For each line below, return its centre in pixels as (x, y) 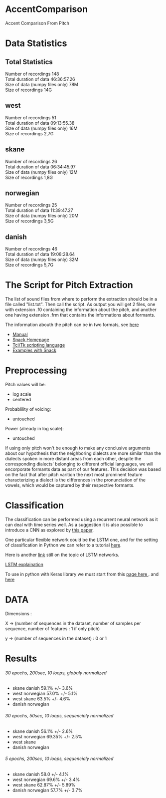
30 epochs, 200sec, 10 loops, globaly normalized (56, 673)
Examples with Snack (34, 350)
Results (21, 658)
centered (22, 400)
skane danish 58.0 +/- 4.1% (40, 774)
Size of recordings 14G (29, 90)
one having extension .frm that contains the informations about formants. (80, 315)
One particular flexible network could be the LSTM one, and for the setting (82, 540)
